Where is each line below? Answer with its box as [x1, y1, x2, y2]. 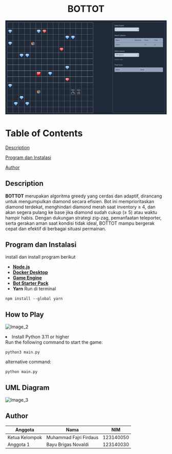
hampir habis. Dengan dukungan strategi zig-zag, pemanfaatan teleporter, [5, 214, 162, 221]
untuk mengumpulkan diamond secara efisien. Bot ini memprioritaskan [5, 198, 155, 204]
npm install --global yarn [5, 296, 63, 302]
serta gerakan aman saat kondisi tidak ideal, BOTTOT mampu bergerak [5, 220, 155, 226]
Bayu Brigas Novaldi [46, 441, 89, 447]
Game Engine [12, 275, 42, 281]
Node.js [12, 264, 30, 270]
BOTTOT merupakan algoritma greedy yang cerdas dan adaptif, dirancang [5, 193, 162, 199]
